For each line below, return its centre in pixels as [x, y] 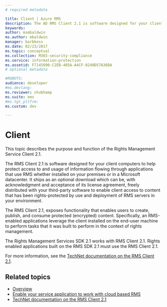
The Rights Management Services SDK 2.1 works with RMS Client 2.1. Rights [83, 241]
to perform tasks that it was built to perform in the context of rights [74, 226]
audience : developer [27, 83]
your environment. [24, 201]
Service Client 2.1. [24, 154]
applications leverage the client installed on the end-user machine [90, 221]
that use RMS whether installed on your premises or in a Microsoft [73, 174]
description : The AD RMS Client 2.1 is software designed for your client [84, 23]
